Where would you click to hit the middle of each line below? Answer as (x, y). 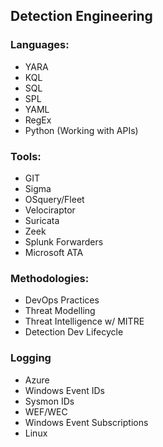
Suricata (42, 220)
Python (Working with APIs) (81, 130)
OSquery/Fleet (54, 199)
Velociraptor (50, 210)
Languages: (40, 45)
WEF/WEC (46, 411)
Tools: (26, 156)
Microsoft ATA (54, 252)
